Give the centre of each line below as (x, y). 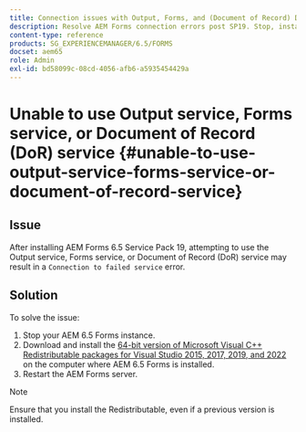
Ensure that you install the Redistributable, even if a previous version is (142, 409)
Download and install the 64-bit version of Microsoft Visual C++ (142, 344)
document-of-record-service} (126, 192)
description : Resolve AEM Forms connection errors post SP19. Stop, (142, 26)
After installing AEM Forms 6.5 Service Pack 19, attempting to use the (139, 247)
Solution (34, 295)
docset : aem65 (36, 52)
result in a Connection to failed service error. (97, 267)
